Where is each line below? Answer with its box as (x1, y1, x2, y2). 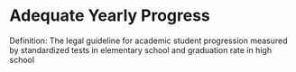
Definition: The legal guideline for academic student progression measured (9, 35, 288, 46)
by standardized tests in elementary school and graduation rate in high (9, 44, 273, 55)
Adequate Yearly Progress (9, 5, 210, 26)
